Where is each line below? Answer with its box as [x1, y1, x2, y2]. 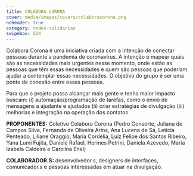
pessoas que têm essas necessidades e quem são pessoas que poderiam [6, 66, 188, 73]
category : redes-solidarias [6, 25, 76, 31]
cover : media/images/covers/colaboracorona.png [6, 14, 127, 20]
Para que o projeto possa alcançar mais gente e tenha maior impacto [6, 90, 176, 97]
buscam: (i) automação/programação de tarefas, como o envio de [6, 96, 168, 104]
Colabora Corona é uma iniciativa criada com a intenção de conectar [6, 47, 175, 54]
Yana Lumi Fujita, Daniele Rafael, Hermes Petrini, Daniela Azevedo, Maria [6, 139, 185, 146]
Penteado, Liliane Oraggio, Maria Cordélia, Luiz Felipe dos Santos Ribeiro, [6, 133, 187, 140]
